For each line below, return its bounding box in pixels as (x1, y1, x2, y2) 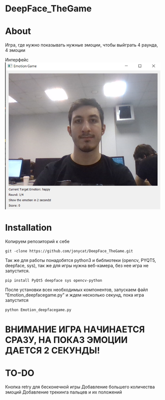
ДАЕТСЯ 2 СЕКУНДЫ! (5, 345, 100, 356)
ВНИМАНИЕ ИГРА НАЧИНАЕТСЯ (5, 324, 145, 335)
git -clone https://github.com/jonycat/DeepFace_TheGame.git (5, 249, 133, 253)
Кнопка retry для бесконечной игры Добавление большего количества (5, 384, 155, 390)
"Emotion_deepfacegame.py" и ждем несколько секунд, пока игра (5, 292, 144, 298)
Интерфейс (5, 57, 29, 63)
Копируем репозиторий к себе (5, 238, 70, 244)
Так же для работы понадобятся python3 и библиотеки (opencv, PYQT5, (5, 257, 156, 263)
